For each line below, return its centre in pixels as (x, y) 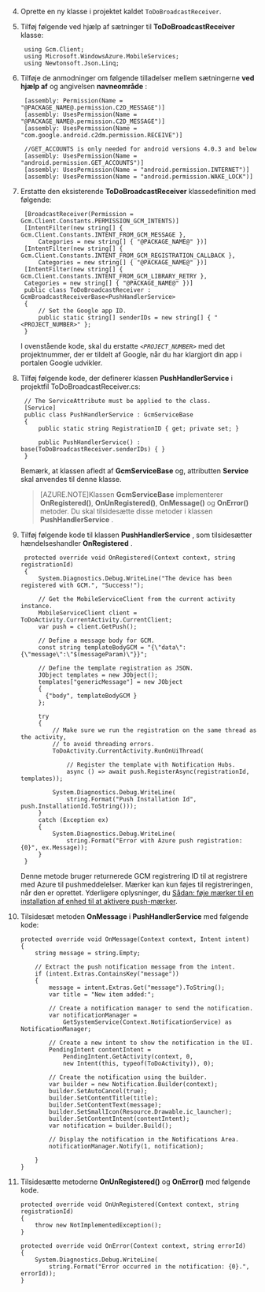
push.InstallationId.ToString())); (79, 806)
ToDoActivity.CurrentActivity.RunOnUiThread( (128, 751)
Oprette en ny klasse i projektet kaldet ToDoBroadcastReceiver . (121, 11)
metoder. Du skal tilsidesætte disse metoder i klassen (126, 511)
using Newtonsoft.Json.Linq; (72, 63)
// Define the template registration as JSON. (116, 668)
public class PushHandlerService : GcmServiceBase (109, 415)
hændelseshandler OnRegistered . (76, 543)
